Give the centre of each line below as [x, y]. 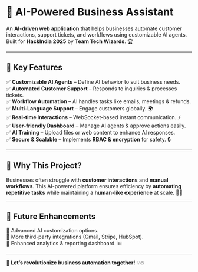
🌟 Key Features [34, 68]
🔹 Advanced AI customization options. [52, 231]
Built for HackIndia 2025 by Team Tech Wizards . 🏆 [70, 41]
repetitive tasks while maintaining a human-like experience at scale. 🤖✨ [94, 192]
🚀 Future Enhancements [51, 216]
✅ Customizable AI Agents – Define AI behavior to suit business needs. [93, 81]
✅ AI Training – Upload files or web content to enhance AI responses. [91, 132]
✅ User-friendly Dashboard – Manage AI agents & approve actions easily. [96, 126]
